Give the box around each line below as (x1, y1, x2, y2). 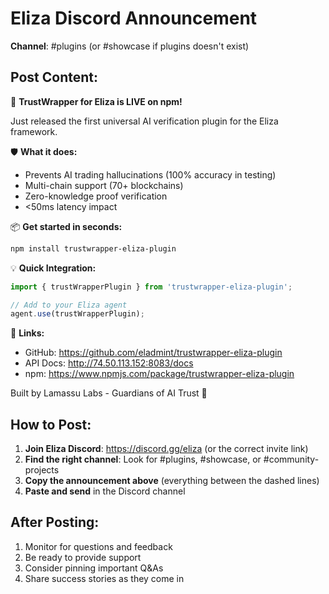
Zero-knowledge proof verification (24, 190, 168, 202)
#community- (263, 453, 320, 466)
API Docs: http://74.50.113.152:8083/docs (24, 357, 194, 369)
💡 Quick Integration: (10, 262, 97, 274)
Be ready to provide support (24, 551, 142, 563)
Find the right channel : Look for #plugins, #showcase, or (24, 453, 262, 466)
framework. (10, 125, 58, 137)
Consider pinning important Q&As (24, 562, 164, 574)
